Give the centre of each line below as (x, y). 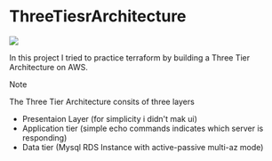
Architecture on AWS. (49, 67)
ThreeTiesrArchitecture (98, 16)
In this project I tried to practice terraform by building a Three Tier (130, 57)
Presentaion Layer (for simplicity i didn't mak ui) (110, 118)
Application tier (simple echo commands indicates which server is (143, 128)
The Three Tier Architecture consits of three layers (102, 101)
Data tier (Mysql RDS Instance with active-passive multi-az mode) (143, 147)
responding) (44, 137)
